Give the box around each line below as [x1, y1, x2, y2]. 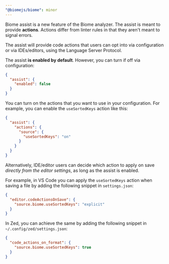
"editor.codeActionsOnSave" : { [10, 197, 76, 202]
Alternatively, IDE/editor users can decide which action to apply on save [5, 162, 155, 168]
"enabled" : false [14, 81, 51, 86]
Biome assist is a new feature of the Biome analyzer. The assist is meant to [5, 21, 160, 27]
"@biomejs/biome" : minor [5, 7, 58, 13]
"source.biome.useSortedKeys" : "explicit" [14, 202, 105, 207]
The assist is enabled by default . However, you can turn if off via [5, 57, 140, 63]
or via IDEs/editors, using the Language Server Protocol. [5, 47, 122, 53]
